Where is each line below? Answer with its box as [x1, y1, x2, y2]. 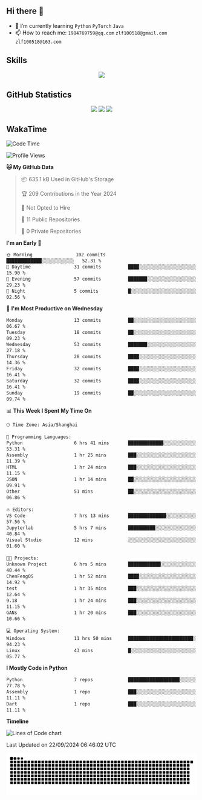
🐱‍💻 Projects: [6, 555, 39, 561]
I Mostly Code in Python [6, 664, 68, 672]
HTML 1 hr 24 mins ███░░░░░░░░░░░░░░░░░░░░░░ [6, 464, 197, 470]
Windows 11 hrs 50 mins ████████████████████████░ [6, 636, 197, 642]
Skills [6, 55, 27, 65]
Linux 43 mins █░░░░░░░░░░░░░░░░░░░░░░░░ [6, 648, 197, 654]
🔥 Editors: [6, 507, 34, 513]
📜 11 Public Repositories [21, 216, 80, 223]
